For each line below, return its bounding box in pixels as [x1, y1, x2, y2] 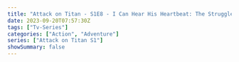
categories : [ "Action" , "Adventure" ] [7, 30, 119, 38]
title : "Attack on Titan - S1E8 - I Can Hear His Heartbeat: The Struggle [7, 10, 234, 18]
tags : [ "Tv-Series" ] [7, 24, 69, 31]
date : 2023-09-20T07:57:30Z [7, 17, 91, 24]
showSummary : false [7, 43, 65, 51]
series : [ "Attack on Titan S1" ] [7, 37, 103, 44]
